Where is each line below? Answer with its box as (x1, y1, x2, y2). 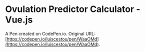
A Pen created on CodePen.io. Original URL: (5, 30, 96, 36)
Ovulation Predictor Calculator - (5, 3, 140, 15)
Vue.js (5, 14, 33, 25)
